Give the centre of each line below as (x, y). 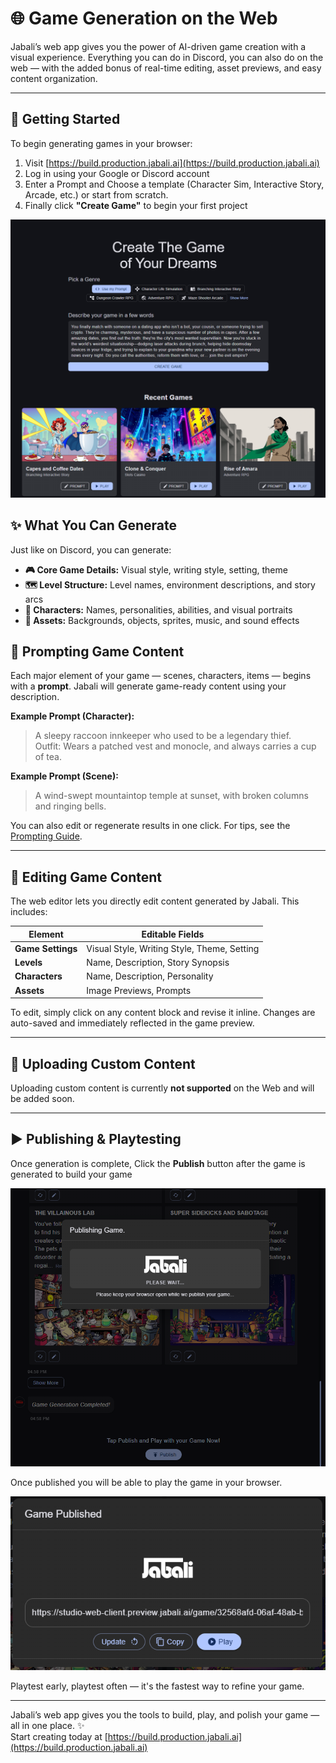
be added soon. (42, 1098)
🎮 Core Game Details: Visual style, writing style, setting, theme (156, 569)
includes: (29, 912)
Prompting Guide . (46, 836)
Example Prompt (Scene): (64, 776)
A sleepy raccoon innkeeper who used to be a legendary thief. (163, 736)
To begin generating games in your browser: (101, 143)
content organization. (54, 78)
